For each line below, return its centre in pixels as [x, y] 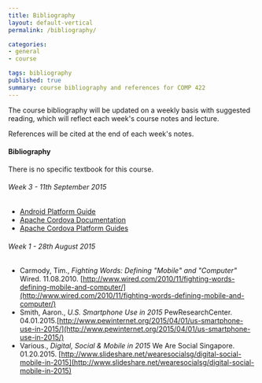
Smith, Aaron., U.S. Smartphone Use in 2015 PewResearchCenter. [126, 312]
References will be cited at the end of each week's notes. [101, 134]
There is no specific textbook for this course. [81, 169]
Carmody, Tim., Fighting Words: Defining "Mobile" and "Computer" [128, 271]
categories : [28, 44]
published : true [35, 80]
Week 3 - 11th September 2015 [57, 187]
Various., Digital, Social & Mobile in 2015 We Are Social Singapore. [127, 346]
